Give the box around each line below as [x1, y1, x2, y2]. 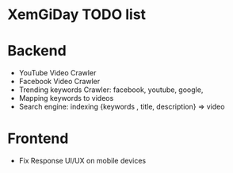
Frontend [7, 129, 69, 148]
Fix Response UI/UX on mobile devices [18, 156, 147, 166]
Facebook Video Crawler [18, 77, 101, 86]
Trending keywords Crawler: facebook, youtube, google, [18, 85, 204, 94]
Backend [7, 42, 67, 60]
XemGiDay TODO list [7, 6, 147, 24]
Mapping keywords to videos [18, 94, 114, 103]
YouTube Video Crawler [18, 68, 97, 78]
